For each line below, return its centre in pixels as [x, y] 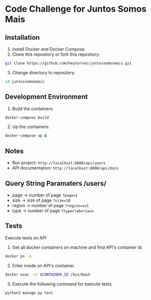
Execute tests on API [26, 237]
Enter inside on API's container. [44, 265]
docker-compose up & [26, 136]
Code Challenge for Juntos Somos [76, 9]
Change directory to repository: [44, 72]
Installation [22, 37]
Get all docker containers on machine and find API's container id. [77, 247]
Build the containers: [33, 108]
